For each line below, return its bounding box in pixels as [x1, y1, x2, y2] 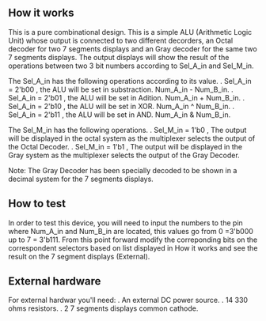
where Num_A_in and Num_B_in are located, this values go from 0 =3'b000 [8, 226, 253, 236]
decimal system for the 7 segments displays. [8, 174, 154, 183]
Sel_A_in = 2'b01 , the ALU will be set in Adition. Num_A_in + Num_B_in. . [8, 93, 245, 102]
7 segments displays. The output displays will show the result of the [8, 52, 230, 62]
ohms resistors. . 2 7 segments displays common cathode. [8, 304, 199, 313]
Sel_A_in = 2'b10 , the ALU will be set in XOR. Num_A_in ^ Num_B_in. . [8, 101, 235, 111]
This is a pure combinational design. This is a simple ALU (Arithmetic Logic [8, 27, 253, 36]
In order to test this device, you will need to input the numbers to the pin [8, 217, 243, 228]
